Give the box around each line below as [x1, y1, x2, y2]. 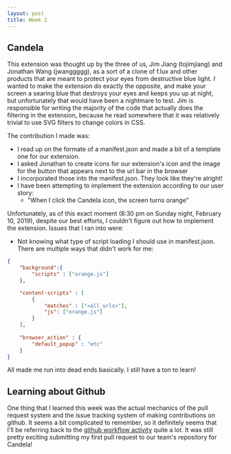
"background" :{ [19, 264, 63, 271]
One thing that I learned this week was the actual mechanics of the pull [7, 404, 208, 412]
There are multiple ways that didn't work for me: [16, 245, 154, 253]
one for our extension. [16, 152, 80, 161]
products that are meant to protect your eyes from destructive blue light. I [7, 75, 215, 83]
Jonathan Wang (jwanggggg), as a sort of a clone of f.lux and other [7, 67, 198, 76]
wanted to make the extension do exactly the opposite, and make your [7, 82, 206, 90]
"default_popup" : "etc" [32, 341, 103, 348]
